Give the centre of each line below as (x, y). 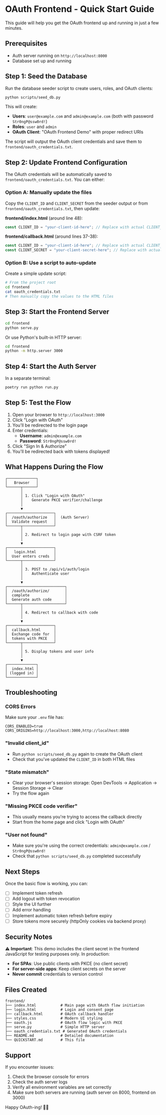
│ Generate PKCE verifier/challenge (62, 500)
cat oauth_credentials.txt (33, 292)
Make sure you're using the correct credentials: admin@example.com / (81, 846)
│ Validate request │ (31, 522)
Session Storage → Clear (38, 788)
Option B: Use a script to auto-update (51, 263)
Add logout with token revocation (46, 899)
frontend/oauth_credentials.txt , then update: (52, 208)
